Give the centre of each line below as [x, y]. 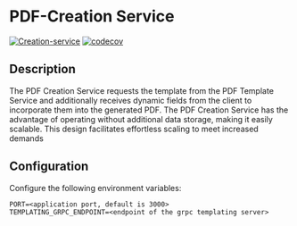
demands [27, 138]
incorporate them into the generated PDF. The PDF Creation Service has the [149, 110]
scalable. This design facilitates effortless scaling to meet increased [134, 129]
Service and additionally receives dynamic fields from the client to [131, 100]
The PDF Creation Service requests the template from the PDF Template [142, 90]
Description [42, 69]
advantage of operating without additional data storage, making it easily [141, 119]
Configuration [49, 167]
